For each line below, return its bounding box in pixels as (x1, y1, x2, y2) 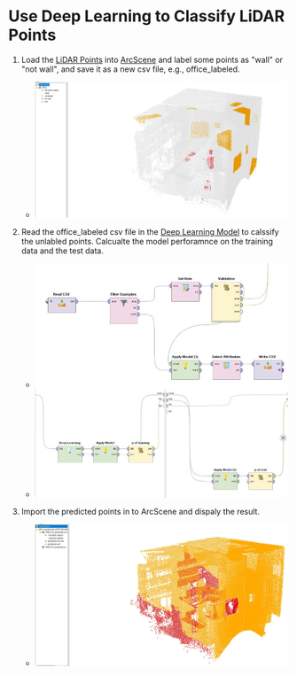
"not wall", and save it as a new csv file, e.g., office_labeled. (20, 64, 240, 74)
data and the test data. (20, 245, 104, 256)
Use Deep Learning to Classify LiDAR (8, 6, 285, 27)
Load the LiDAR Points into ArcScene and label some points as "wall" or (20, 54, 283, 65)
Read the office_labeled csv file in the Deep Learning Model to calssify (20, 226, 280, 237)
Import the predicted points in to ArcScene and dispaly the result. (20, 506, 261, 516)
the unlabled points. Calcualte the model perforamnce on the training (20, 236, 274, 246)
